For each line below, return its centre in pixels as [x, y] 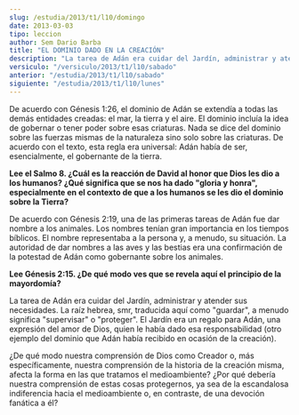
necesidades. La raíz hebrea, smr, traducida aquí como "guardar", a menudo [149, 310]
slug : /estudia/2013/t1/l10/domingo [77, 17]
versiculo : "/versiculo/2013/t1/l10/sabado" [93, 68]
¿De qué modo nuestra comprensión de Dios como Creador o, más [132, 355]
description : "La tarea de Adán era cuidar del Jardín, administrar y [143, 59]
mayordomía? [35, 283]
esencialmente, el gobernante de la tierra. [86, 156]
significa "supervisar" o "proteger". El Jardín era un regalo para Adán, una [145, 319]
